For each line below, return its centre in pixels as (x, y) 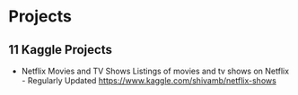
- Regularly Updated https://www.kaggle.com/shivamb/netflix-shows (149, 81)
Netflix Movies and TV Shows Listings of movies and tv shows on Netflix (155, 71)
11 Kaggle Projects (61, 50)
